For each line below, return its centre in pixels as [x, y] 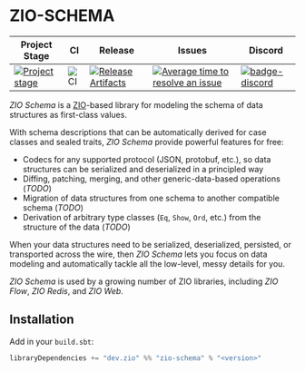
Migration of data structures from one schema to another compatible [151, 198]
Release [117, 50]
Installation [42, 320]
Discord [266, 50]
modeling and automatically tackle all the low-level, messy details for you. [148, 263]
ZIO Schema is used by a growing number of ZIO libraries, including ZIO [144, 281]
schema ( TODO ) [53, 207]
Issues [192, 50]
